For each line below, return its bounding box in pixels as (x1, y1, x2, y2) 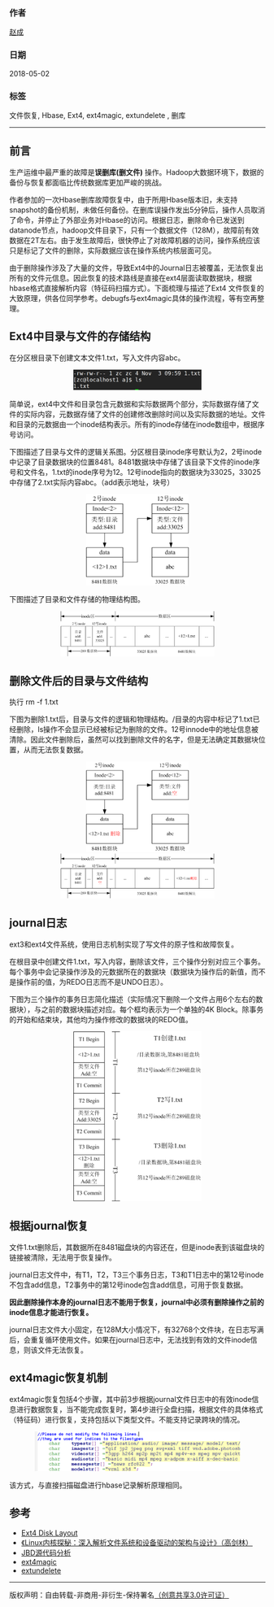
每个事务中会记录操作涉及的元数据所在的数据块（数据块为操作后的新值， (9, 966, 251, 977)
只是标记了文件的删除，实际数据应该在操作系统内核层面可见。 (9, 246, 216, 255)
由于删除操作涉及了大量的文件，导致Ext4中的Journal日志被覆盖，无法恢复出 (9, 263, 263, 272)
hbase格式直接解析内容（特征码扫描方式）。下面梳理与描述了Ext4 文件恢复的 (9, 283, 265, 293)
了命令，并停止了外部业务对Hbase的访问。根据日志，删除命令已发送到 (9, 215, 245, 224)
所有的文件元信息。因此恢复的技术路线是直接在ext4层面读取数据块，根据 (9, 272, 253, 282)
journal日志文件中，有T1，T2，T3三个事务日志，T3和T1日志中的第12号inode (9, 1269, 264, 1279)
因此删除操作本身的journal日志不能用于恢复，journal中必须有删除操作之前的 (9, 1297, 265, 1307)
